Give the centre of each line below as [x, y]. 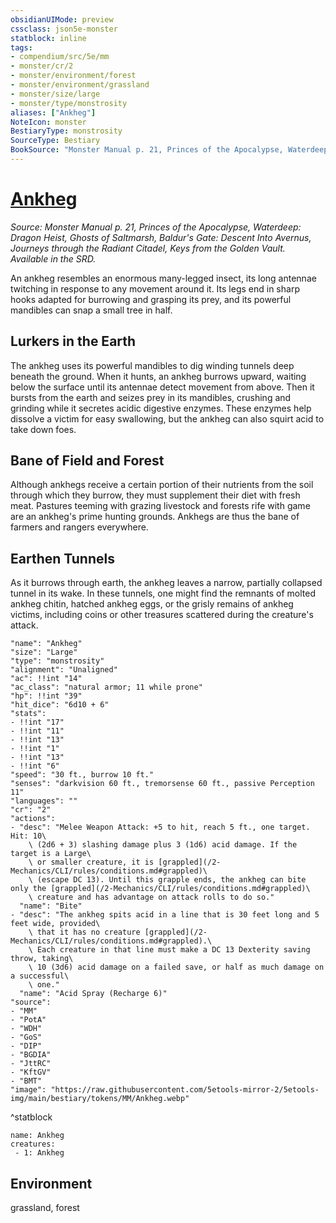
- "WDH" [26, 1029]
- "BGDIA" [31, 1055]
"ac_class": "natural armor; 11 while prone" [106, 687]
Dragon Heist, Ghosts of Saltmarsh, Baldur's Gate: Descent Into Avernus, [161, 237]
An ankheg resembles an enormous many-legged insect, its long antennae [163, 278]
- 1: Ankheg [39, 1153]
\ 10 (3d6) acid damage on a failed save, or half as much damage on [176, 967]
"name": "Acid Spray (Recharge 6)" [93, 994]
